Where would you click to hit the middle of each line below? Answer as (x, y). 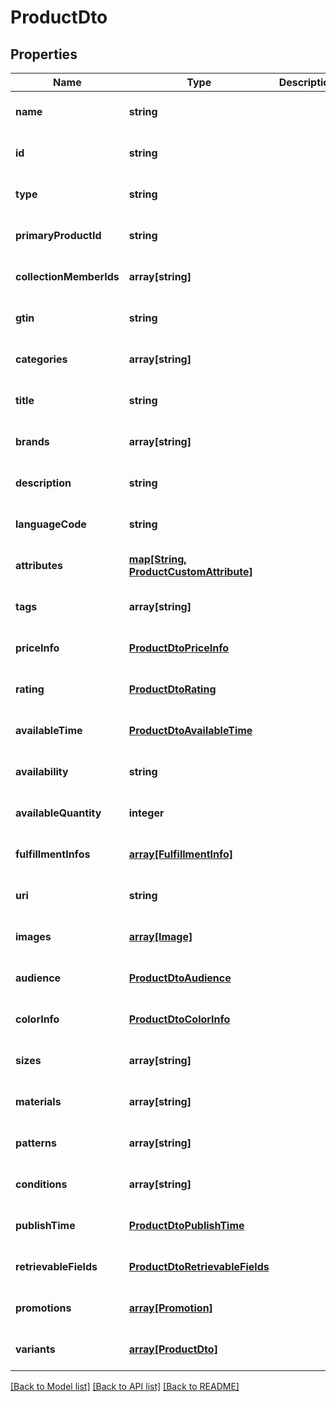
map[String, (157, 559)
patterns (36, 1143)
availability (42, 771)
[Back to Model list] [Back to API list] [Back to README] (125, 1386)
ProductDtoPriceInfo (179, 648)
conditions (41, 1184)
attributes (39, 565)
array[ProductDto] (173, 1349)
